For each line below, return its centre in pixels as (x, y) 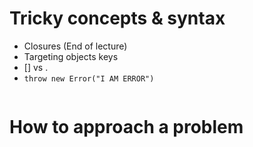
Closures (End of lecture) (75, 46)
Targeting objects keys (71, 56)
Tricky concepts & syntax (117, 18)
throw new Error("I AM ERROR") (89, 78)
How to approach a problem (126, 127)
